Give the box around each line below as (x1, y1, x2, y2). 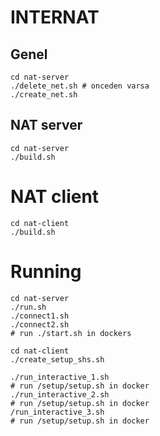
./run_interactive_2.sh (10, 389, 110, 400)
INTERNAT (10, 6, 100, 29)
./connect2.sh (10, 319, 70, 330)
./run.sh (10, 302, 47, 312)
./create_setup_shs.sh (10, 354, 105, 365)
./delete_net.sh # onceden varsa (10, 81, 150, 91)
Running (10, 260, 82, 283)
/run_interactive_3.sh (10, 407, 105, 417)
